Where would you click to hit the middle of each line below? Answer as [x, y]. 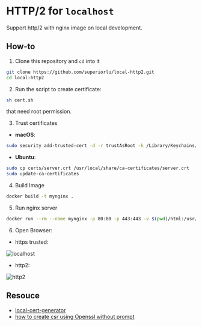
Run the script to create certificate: [58, 89]
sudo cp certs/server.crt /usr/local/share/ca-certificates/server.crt [98, 168]
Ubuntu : [25, 157]
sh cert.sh [20, 100]
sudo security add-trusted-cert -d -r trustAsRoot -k [75, 146]
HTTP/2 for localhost [60, 11]
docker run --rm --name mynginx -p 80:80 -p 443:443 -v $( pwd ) [87, 219]
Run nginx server [36, 208]
